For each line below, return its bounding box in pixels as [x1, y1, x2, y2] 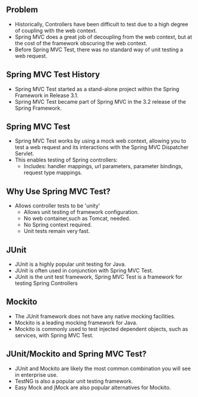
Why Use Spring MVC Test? [6, 186, 111, 196]
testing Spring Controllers [14, 280, 78, 287]
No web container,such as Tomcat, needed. [23, 215, 131, 222]
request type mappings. [23, 169, 83, 176]
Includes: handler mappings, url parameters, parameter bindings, [23, 163, 183, 170]
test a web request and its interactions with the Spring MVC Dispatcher [14, 144, 189, 151]
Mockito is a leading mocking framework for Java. [14, 319, 138, 326]
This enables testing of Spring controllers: [14, 156, 118, 163]
